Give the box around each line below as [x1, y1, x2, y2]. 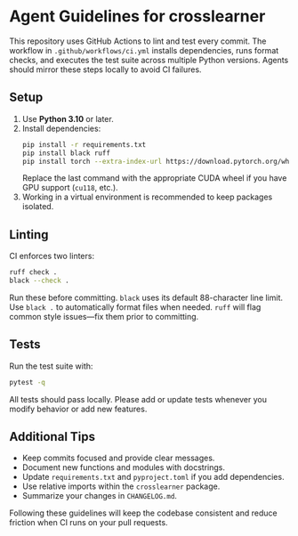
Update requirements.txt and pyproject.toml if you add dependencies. [21, 472, 285, 483]
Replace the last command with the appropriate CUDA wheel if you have [21, 173, 287, 183]
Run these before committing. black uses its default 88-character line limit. [9, 292, 283, 303]
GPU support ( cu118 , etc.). [21, 183, 118, 193]
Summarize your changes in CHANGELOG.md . [21, 491, 178, 501]
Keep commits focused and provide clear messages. [21, 452, 215, 464]
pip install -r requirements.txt [21, 140, 147, 149]
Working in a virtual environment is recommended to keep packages [21, 191, 273, 202]
